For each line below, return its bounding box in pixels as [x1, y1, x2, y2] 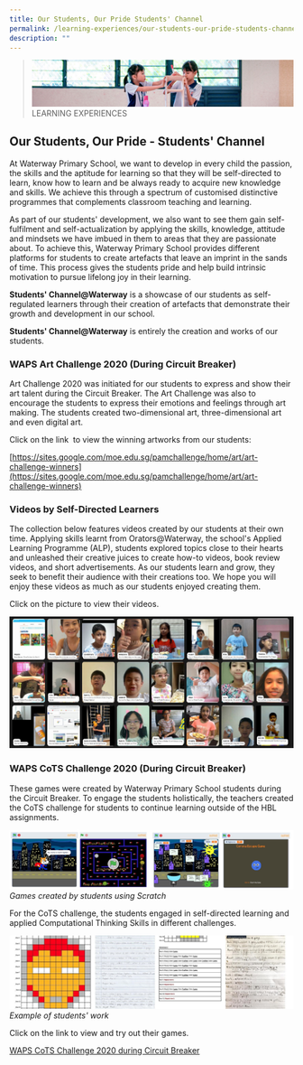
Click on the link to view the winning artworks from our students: [9, 434, 252, 444]
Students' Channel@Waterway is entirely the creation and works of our [9, 325, 278, 336]
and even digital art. [9, 416, 84, 427]
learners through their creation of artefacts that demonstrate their [46, 298, 290, 309]
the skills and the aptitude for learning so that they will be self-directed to [9, 167, 281, 178]
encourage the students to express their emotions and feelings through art [9, 397, 287, 408]
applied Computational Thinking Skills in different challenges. [9, 918, 237, 929]
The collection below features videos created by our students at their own [9, 524, 284, 535]
